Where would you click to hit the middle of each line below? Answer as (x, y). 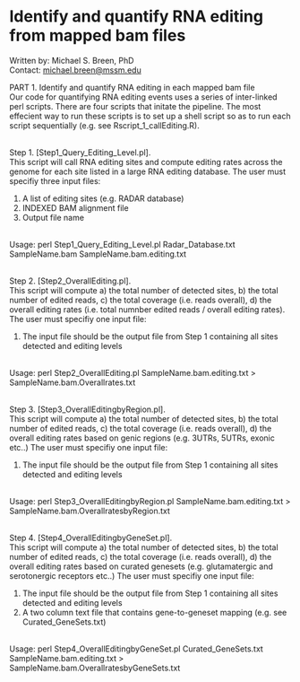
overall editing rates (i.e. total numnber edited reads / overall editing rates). (147, 309)
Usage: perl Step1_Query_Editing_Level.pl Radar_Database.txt (122, 244)
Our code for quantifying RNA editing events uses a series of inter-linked (143, 97)
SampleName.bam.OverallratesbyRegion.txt (90, 511)
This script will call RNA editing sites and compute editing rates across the (146, 162)
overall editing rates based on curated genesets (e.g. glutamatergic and (141, 566)
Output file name (53, 217)
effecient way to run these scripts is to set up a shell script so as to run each (150, 116)
